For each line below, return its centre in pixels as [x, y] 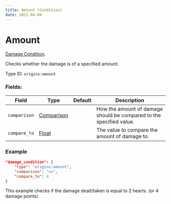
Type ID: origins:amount [31, 74]
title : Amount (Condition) [34, 10]
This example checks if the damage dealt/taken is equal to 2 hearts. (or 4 [82, 191]
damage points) [22, 196]
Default [82, 100]
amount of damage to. [123, 136]
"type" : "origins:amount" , [43, 167]
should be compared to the [129, 115]
